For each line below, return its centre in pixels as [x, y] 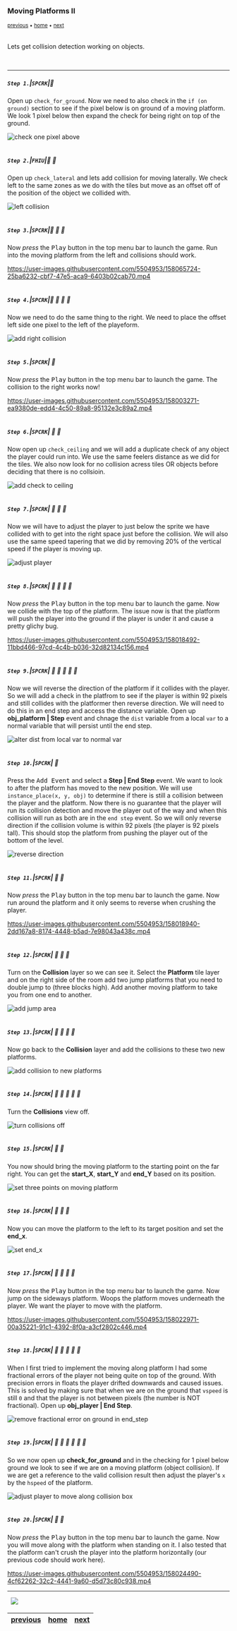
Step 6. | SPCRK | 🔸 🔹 [34, 431]
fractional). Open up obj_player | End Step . [70, 1405]
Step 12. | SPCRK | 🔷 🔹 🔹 [39, 954]
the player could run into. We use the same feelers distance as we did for [114, 457]
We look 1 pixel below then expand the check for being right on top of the [114, 116]
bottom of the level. [36, 840]
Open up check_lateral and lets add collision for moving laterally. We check [117, 178]
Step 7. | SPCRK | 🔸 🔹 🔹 [37, 508]
